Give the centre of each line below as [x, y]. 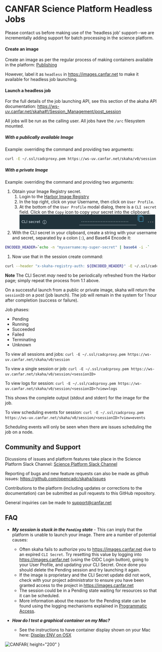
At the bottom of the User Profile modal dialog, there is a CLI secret [88, 207]
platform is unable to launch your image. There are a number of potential [84, 535]
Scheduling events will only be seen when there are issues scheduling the [78, 427]
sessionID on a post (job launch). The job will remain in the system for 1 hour [81, 295]
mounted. [14, 126]
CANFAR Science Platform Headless [79, 9]
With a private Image [27, 170]
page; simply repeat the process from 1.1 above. [52, 280]
